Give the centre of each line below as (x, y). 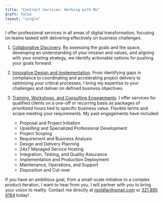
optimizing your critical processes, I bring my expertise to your (75, 83)
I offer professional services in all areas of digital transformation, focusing (80, 33)
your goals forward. (32, 63)
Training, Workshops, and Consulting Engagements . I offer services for (84, 98)
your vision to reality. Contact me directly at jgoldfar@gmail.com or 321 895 (82, 190)
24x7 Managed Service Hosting (52, 149)
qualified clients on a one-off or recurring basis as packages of (76, 103)
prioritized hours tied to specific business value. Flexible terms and (80, 108)
